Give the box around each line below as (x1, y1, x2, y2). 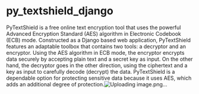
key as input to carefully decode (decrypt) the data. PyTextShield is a (6, 68, 175, 75)
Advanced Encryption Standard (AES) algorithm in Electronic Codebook (6, 30, 181, 37)
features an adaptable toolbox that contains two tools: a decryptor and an (6, 43, 186, 50)
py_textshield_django (6, 4, 114, 18)
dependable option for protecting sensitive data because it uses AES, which (6, 74, 192, 82)
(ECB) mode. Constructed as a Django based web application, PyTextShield (6, 36, 191, 43)
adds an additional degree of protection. (6, 80, 105, 87)
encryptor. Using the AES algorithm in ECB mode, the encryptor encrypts (6, 49, 185, 56)
